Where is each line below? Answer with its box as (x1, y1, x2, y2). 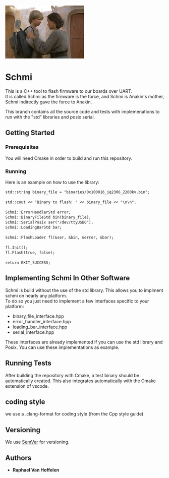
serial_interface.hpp (12, 329, 54, 335)
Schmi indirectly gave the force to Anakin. (5, 99, 92, 105)
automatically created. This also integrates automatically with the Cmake (5, 378, 156, 384)
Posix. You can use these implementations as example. (5, 344, 120, 350)
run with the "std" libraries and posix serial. (5, 114, 95, 120)
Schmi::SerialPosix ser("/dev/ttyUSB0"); (5, 220, 94, 225)
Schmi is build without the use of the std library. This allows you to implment (5, 287, 163, 293)
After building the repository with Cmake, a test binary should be (5, 372, 140, 378)
